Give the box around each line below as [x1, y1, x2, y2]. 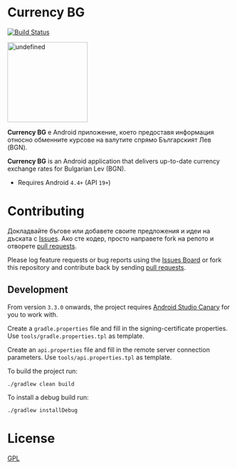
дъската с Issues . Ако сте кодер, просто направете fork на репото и [7, 234, 214, 243]
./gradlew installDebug [7, 406, 78, 413]
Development [7, 284, 69, 296]
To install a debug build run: [7, 393, 89, 401]
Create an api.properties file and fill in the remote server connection [7, 345, 210, 354]
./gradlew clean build [7, 380, 75, 388]
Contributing [7, 204, 85, 219]
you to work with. [7, 310, 58, 319]
